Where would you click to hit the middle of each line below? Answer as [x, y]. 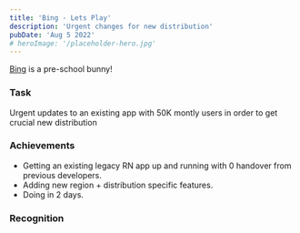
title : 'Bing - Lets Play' [60, 18]
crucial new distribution [53, 122]
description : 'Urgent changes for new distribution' [111, 26]
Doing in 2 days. [53, 194]
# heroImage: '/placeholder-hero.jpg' [83, 43]
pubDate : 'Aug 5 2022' [52, 35]
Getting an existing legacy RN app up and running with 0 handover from [157, 166]
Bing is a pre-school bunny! [61, 69]
